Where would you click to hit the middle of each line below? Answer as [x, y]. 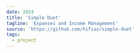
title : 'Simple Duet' [34, 18]
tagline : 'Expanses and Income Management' [62, 23]
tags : [13, 35]
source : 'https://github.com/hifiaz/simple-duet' [71, 29]
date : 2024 [20, 12]
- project [24, 40]
